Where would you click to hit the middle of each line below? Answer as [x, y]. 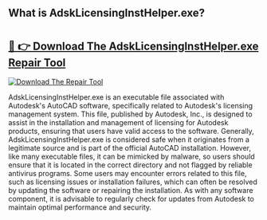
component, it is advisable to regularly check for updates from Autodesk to [132, 199]
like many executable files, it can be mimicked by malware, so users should [132, 156]
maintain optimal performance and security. [80, 207]
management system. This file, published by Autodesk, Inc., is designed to [130, 114]
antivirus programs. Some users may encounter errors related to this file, [128, 173]
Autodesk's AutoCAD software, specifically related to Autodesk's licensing [131, 106]
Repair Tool [37, 63]
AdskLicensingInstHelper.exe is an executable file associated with [116, 97]
